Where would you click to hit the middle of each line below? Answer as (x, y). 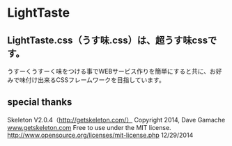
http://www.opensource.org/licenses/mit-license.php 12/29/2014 (100, 135)
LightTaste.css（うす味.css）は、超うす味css (107, 40)
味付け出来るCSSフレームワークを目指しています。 (92, 80)
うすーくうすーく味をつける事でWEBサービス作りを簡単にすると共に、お (111, 71)
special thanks (40, 102)
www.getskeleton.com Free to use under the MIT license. (90, 127)
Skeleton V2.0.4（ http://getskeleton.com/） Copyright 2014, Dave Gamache (116, 120)
